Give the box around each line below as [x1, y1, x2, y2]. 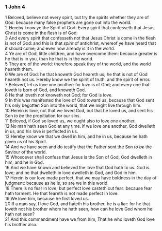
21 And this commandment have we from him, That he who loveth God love [5, 216, 155, 222]
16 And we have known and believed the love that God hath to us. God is [5, 165, 149, 171]
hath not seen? [5, 211, 35, 217]
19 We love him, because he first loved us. [5, 196, 89, 202]
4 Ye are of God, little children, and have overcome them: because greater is [5, 51, 158, 57]
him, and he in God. [5, 159, 44, 165]
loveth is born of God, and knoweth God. [5, 87, 86, 93]
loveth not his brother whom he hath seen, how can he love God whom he [5, 206, 153, 212]
